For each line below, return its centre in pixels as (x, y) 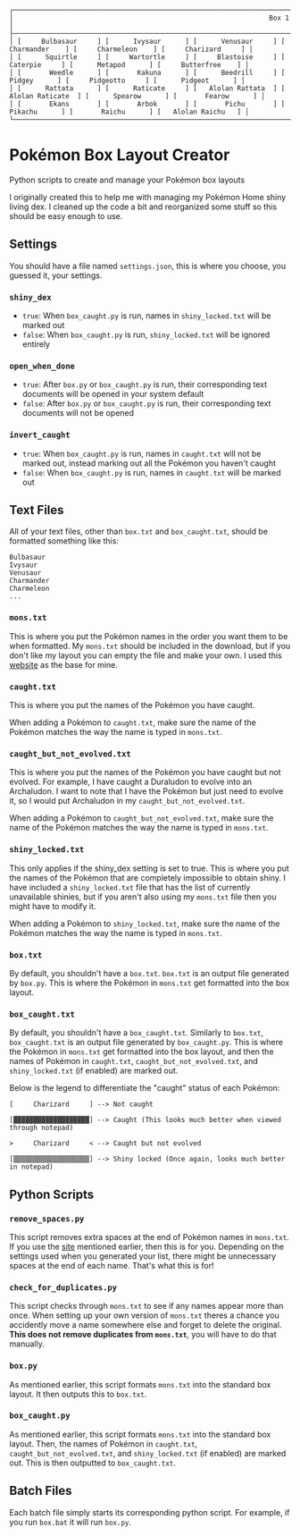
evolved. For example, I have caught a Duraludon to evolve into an (131, 782)
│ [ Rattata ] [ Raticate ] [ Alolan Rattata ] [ (147, 89)
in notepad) (31, 1167)
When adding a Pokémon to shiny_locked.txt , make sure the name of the (145, 924)
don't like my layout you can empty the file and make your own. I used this (146, 655)
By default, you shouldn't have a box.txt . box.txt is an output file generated (150, 973)
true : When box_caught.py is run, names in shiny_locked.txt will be (146, 316)
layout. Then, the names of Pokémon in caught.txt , (104, 1443)
